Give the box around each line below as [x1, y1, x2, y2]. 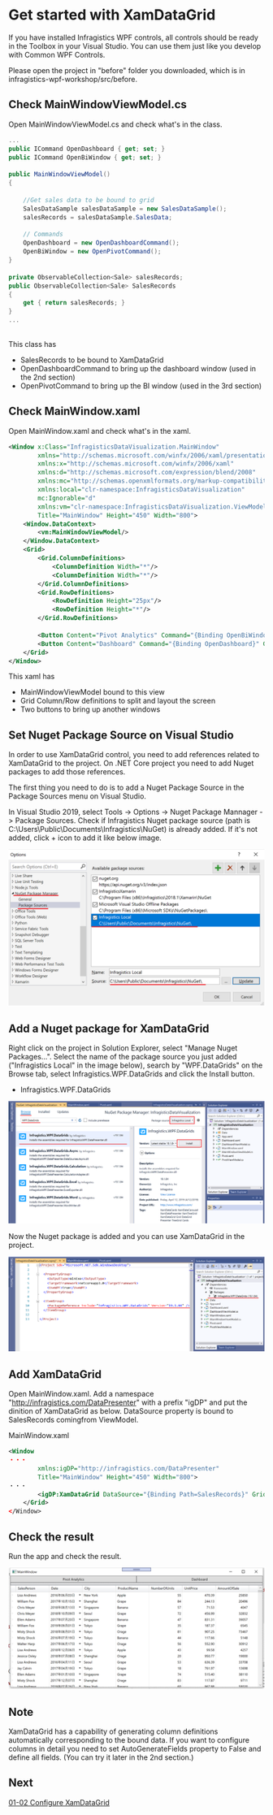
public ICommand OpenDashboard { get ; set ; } [8, 145, 165, 153]
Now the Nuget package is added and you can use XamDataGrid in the [8, 1231, 245, 1241]
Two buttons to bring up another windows [19, 704, 161, 714]
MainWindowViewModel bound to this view [19, 687, 165, 697]
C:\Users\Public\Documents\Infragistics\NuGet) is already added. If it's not [8, 825, 258, 834]
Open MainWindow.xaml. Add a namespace [8, 1389, 154, 1399]
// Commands [23, 230, 63, 239]
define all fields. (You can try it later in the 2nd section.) [8, 1752, 194, 1762]
